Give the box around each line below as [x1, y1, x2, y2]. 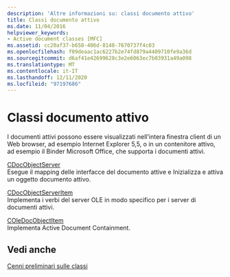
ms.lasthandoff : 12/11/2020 [7, 74, 88, 81]
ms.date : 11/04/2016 [7, 23, 67, 30]
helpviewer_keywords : [7, 29, 69, 36]
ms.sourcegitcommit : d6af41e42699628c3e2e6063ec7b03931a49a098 [7, 55, 192, 62]
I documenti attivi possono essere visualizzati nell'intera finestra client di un [7, 133, 221, 141]
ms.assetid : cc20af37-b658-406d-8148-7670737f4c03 [7, 42, 155, 49]
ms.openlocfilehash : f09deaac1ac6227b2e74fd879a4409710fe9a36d [7, 49, 192, 56]
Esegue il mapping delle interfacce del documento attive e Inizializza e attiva [7, 168, 224, 176]
